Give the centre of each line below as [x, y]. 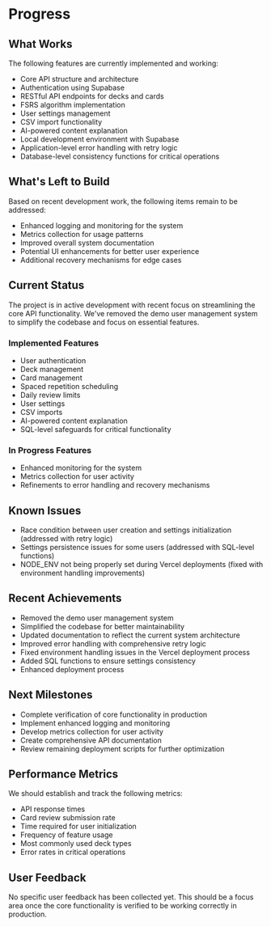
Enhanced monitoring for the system [81, 468]
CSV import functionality [61, 122]
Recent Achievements [65, 598]
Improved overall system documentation [87, 243]
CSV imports [41, 412]
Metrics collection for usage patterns [82, 234]
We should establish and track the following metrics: [96, 794]
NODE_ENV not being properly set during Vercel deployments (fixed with [142, 565]
